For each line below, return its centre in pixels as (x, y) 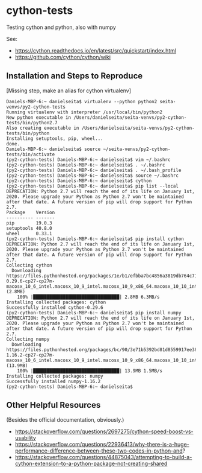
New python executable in (38, 117)
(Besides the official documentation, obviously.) (65, 419)
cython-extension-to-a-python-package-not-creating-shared (91, 463)
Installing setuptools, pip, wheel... (55, 138)
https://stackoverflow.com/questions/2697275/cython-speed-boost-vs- (104, 431)
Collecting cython (29, 265)
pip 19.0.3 (29, 223)
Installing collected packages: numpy (55, 376)
